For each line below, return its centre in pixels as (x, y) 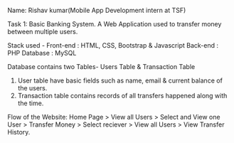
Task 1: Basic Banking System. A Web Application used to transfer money (115, 24)
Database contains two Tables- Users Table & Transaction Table (101, 67)
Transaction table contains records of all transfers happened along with (122, 96)
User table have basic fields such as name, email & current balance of (120, 80)
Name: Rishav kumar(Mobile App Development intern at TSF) (97, 10)
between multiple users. (43, 32)
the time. (31, 103)
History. (19, 132)
